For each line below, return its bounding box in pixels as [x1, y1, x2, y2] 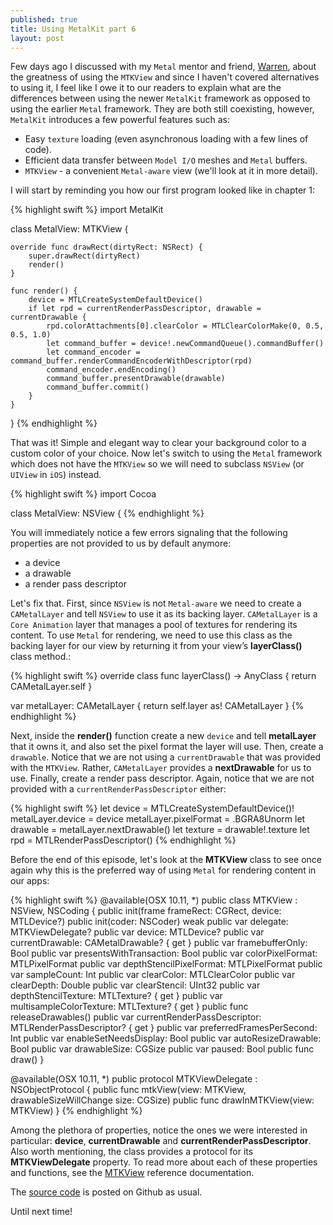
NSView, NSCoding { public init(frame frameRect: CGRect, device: [10, 905, 282, 917]
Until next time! [10, 1206, 73, 1218]
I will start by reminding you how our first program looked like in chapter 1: [10, 184, 316, 196]
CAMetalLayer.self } [10, 681, 93, 693]
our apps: [10, 875, 50, 887]
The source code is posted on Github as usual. [10, 1186, 203, 1198]
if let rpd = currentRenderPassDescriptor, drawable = [28, 304, 262, 314]
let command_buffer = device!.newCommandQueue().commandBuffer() [46, 339, 325, 349]
